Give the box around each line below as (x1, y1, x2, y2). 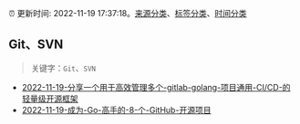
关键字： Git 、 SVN (30, 62, 97, 73)
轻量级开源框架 (21, 93, 78, 104)
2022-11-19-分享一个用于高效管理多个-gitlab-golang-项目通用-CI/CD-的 (21, 81, 291, 92)
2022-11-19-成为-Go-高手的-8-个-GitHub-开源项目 (21, 104, 212, 115)
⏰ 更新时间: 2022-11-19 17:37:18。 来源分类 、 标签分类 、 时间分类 (8, 8, 247, 18)
